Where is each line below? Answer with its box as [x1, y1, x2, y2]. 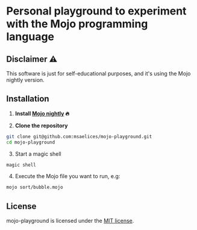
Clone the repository [14, 122, 68, 129]
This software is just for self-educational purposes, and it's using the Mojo [6, 70, 191, 77]
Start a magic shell [14, 150, 61, 158]
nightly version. [6, 77, 45, 83]
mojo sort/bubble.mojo [6, 184, 63, 191]
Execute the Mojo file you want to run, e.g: [14, 173, 120, 180]
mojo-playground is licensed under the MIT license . [6, 217, 134, 225]
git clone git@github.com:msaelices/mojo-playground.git [6, 133, 152, 139]
